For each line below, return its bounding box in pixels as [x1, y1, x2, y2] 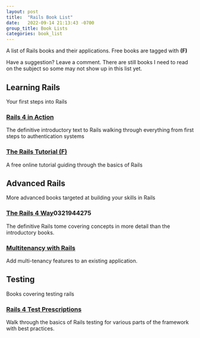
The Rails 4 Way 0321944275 [6, 209, 92, 217]
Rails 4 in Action [6, 112, 54, 121]
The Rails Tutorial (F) [6, 148, 67, 156]
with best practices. [6, 325, 55, 332]
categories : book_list [6, 31, 62, 37]
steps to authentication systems [6, 133, 85, 140]
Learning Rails [6, 82, 61, 92]
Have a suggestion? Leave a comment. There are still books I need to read [6, 59, 189, 66]
